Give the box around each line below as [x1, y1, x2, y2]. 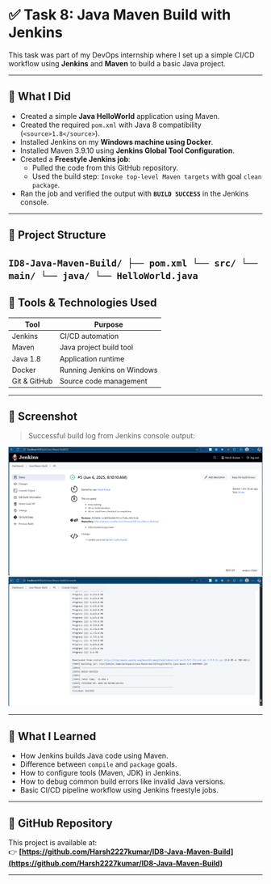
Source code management [59, 376, 148, 386]
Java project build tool [59, 342, 134, 353]
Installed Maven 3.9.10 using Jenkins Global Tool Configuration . [19, 146, 236, 155]
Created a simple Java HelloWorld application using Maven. [19, 111, 220, 121]
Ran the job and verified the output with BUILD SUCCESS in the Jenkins [19, 188, 249, 198]
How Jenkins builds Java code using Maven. [19, 751, 169, 761]
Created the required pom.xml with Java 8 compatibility [19, 120, 202, 129]
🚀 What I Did [8, 90, 71, 104]
